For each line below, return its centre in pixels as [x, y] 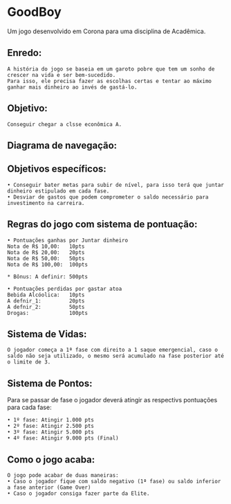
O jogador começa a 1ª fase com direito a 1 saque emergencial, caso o [112, 350]
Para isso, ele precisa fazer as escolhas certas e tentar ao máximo [110, 81]
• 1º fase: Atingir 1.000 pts [51, 420]
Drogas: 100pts [48, 313]
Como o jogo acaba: [51, 459]
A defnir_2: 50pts [46, 307]
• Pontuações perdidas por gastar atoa [65, 289]
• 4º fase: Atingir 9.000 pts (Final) [63, 438]
